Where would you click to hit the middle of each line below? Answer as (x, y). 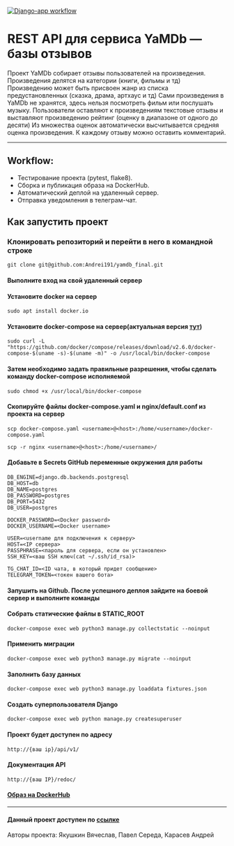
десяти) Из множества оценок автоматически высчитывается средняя (113, 125)
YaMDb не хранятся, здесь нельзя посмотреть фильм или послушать (110, 103)
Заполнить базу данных (44, 674)
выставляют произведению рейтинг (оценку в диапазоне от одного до (112, 117)
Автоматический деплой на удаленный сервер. (88, 193)
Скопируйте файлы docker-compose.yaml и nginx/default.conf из (107, 407)
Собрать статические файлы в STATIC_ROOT (76, 614)
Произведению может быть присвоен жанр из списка (88, 88)
